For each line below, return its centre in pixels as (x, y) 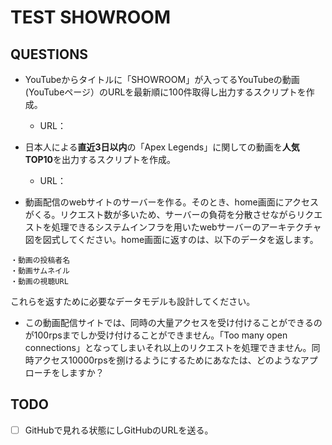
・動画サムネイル (40, 271)
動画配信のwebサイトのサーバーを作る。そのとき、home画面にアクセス (172, 202)
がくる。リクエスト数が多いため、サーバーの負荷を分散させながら (160, 214)
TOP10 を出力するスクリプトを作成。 (100, 159)
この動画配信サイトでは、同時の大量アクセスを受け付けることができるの (173, 322)
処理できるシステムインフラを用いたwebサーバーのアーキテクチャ (186, 227)
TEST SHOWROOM (90, 17)
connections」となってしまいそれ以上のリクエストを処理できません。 (168, 347)
